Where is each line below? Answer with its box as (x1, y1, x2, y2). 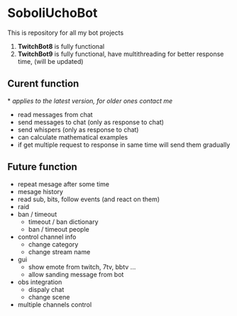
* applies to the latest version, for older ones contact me (7, 96, 173, 105)
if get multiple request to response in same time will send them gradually (17, 140, 231, 149)
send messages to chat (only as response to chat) (17, 118, 165, 126)
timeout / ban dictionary (28, 218, 99, 226)
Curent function (7, 78, 79, 90)
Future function (7, 161, 78, 173)
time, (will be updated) (17, 57, 84, 65)
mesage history (17, 187, 64, 196)
